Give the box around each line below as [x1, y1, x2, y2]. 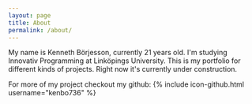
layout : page [8, 11, 51, 20]
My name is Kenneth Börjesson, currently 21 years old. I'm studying [8, 48, 228, 58]
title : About [8, 19, 51, 27]
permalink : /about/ [8, 26, 73, 34]
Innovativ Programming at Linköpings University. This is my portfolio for [8, 56, 241, 65]
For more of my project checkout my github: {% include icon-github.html [8, 80, 245, 89]
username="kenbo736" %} [8, 88, 96, 98]
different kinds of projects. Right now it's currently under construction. [8, 65, 238, 74]
